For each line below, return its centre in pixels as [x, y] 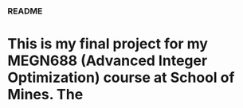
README [25, 11]
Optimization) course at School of [121, 78]
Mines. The [45, 95]
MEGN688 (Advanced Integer [108, 61]
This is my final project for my [108, 44]
